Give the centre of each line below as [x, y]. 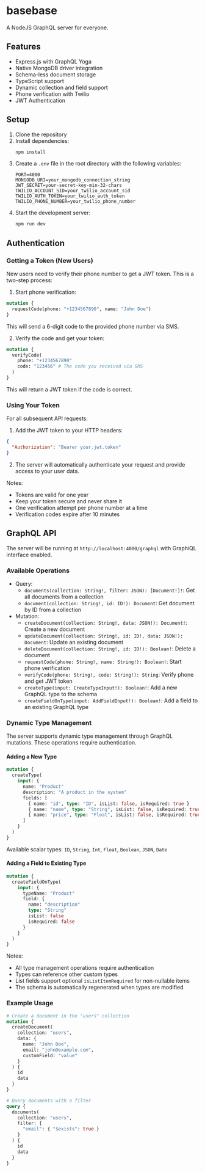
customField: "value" [50, 1055]
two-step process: [30, 280]
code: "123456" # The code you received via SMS [80, 366]
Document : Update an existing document [74, 642]
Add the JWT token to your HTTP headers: [69, 431]
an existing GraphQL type [56, 707]
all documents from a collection [64, 597]
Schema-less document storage [56, 75]
